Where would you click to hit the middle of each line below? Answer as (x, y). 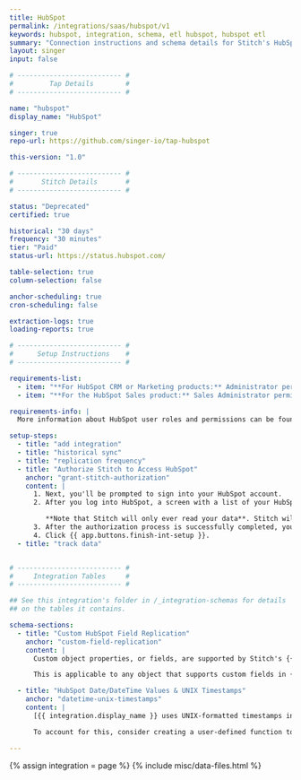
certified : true (39, 215)
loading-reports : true (52, 329)
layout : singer (38, 51)
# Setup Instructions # (69, 354)
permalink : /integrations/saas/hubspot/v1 (90, 26)
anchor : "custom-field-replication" (94, 642)
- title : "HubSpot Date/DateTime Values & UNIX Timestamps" (132, 691)
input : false (34, 59)
